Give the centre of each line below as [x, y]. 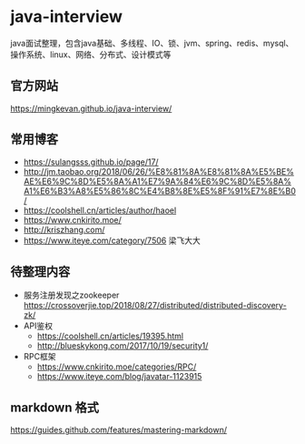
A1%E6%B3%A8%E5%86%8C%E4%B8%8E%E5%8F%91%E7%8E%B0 [159, 191]
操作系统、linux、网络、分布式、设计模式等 [91, 54]
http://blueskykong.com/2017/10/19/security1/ [123, 346]
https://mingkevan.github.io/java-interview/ [91, 108]
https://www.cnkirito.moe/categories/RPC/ [117, 367]
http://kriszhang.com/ [64, 229]
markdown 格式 [54, 407]
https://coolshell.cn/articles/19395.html [110, 336]
